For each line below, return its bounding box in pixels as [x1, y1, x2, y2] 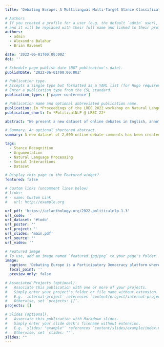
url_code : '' [5, 213, 32, 218]
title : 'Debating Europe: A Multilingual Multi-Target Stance [5, 7, 134, 12]
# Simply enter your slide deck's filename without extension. [5, 321, 141, 326]
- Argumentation [9, 150, 42, 155]
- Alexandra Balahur [9, 39, 51, 44]
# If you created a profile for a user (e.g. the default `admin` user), [5, 20, 159, 25]
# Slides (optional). [5, 312, 49, 317]
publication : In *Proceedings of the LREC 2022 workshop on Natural [5, 105, 147, 110]
